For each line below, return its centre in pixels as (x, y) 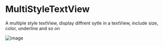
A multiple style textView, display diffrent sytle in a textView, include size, (82, 23)
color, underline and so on (32, 28)
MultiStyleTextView (47, 9)
